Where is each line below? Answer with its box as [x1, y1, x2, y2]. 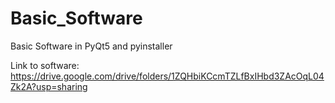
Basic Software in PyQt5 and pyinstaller [10, 40, 173, 52]
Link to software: [10, 59, 80, 71]
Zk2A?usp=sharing [10, 80, 88, 92]
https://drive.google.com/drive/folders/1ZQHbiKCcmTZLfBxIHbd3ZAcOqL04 [10, 70, 325, 82]
